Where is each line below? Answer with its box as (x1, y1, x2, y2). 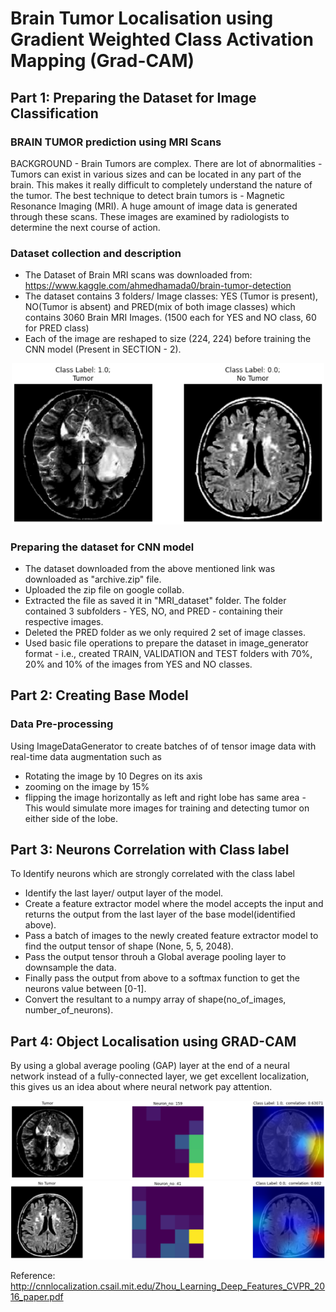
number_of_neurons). (24, 1004, 114, 1016)
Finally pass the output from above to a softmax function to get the (24, 972, 300, 984)
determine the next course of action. (10, 221, 161, 233)
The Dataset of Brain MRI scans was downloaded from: (24, 269, 253, 281)
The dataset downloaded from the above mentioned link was (24, 562, 276, 574)
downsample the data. (24, 962, 117, 974)
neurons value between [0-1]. (24, 983, 147, 995)
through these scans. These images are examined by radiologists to (10, 210, 290, 222)
